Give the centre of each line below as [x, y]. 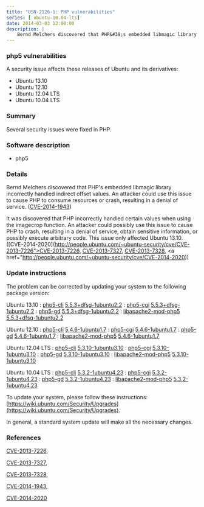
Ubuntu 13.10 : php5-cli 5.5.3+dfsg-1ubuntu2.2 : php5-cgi [78, 304]
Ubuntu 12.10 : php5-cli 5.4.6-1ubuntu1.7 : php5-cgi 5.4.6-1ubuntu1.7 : [93, 329]
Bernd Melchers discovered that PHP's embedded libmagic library [89, 187]
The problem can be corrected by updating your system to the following [96, 286]
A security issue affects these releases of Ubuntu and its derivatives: [92, 69]
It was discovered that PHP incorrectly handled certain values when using [99, 219]
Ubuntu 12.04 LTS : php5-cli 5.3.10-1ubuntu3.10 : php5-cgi [79, 348]
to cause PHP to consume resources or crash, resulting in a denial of [92, 200]
